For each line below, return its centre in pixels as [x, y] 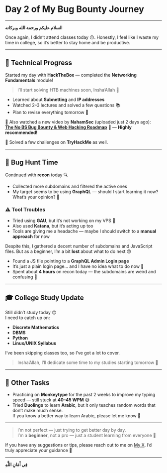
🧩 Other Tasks [27, 383]
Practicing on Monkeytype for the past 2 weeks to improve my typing [84, 395]
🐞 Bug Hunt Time [32, 163]
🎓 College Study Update [44, 298]
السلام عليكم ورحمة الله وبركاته [34, 27]
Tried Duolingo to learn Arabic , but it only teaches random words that [84, 405]
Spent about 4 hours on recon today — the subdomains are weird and [84, 271]
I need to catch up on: [28, 318]
